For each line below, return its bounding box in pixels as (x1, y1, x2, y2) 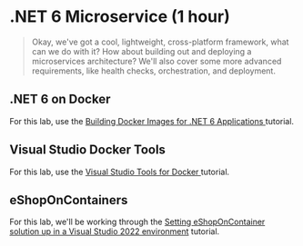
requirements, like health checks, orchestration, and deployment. (31, 65, 276, 76)
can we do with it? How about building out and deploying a (31, 45, 252, 56)
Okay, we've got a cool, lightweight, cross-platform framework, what (31, 36, 289, 47)
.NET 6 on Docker (9, 92, 111, 107)
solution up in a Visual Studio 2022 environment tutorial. (9, 226, 220, 237)
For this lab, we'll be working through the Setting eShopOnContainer (9, 216, 266, 228)
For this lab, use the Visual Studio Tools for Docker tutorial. (9, 166, 230, 177)
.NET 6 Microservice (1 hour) (9, 6, 230, 27)
